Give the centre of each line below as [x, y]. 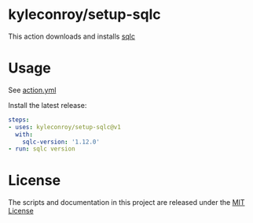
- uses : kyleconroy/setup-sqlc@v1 [65, 127]
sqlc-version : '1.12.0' [61, 142]
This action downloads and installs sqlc [72, 36]
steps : [19, 120]
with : [24, 134]
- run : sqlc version [42, 149]
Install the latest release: [48, 105]
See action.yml [32, 90]
